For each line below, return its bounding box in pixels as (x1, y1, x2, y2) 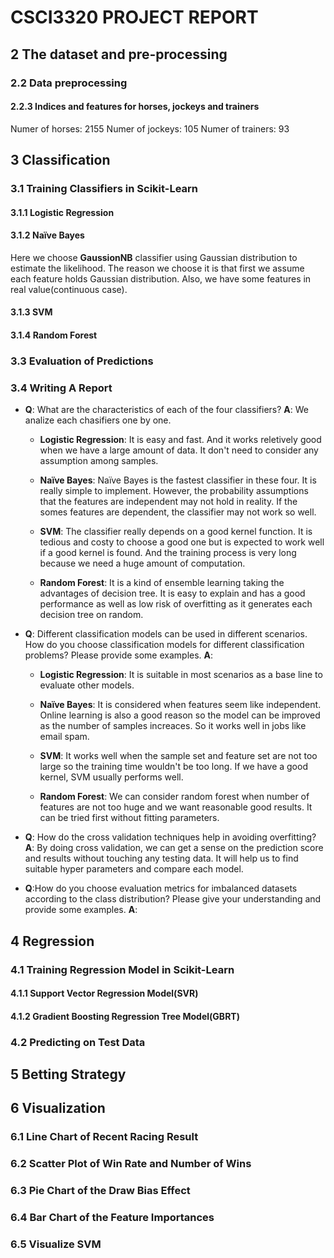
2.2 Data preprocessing (10, 76, 128, 90)
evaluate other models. (39, 679, 135, 691)
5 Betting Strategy (10, 1066, 127, 1083)
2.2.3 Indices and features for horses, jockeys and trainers (10, 101, 260, 113)
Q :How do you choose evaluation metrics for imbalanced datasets (24, 882, 298, 895)
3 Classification (10, 152, 111, 169)
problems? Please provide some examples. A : (24, 649, 214, 661)
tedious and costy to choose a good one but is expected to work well (39, 536, 325, 548)
